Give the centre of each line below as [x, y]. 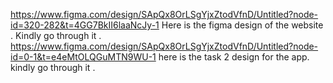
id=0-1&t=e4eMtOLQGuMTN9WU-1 [83, 57]
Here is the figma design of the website [242, 25]
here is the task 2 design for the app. [234, 57]
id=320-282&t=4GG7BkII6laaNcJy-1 [85, 25]
